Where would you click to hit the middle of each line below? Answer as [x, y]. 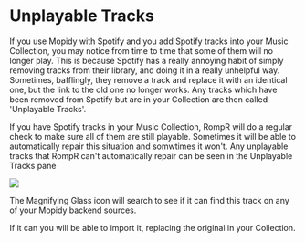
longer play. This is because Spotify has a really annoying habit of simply [147, 60]
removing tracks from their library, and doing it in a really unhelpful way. [145, 70]
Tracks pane [33, 165]
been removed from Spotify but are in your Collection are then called [138, 99]
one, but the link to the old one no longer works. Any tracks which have [143, 89]
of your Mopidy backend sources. [73, 210]
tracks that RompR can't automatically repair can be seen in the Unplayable [151, 155]
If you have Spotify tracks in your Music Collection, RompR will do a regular [151, 126]
